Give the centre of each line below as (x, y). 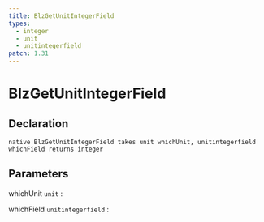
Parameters (39, 174)
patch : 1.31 (28, 53)
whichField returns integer (56, 149)
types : (19, 23)
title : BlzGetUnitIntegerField (61, 16)
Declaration (39, 124)
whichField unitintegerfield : (59, 209)
